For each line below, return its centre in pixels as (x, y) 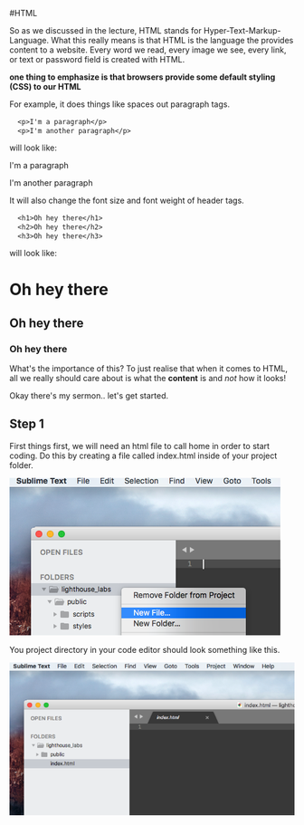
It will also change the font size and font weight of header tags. (127, 200)
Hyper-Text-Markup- (242, 30)
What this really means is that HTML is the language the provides (172, 40)
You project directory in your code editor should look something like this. (145, 649)
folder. (21, 465)
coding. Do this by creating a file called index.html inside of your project (143, 456)
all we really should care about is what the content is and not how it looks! (148, 378)
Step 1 (27, 424)
